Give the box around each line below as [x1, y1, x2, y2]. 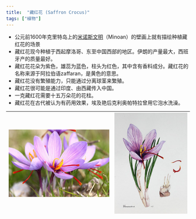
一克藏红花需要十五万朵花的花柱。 [14, 91, 97, 99]
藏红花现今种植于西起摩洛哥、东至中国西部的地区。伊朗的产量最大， [14, 47, 178, 55]
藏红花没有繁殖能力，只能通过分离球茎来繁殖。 [14, 77, 127, 84]
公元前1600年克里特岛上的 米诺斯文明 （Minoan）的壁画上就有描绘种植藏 [14, 33, 188, 40]
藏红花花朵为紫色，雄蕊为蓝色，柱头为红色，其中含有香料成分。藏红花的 [14, 62, 188, 70]
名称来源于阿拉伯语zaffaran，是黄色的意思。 [14, 70, 122, 77]
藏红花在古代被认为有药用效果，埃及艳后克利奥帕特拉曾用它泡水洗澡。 [14, 99, 184, 106]
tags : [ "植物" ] [6, 15, 41, 22]
